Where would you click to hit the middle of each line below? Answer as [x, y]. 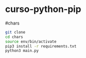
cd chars [14, 37]
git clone [15, 32]
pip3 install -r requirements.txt [41, 46]
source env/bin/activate [31, 41]
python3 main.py [22, 51]
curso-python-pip [43, 9]
